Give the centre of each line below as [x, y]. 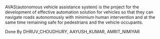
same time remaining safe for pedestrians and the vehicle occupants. [74, 22]
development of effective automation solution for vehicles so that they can [79, 12]
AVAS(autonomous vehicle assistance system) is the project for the [72, 7]
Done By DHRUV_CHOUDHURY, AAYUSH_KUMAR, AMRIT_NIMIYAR [72, 32]
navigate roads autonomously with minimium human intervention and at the [80, 17]
